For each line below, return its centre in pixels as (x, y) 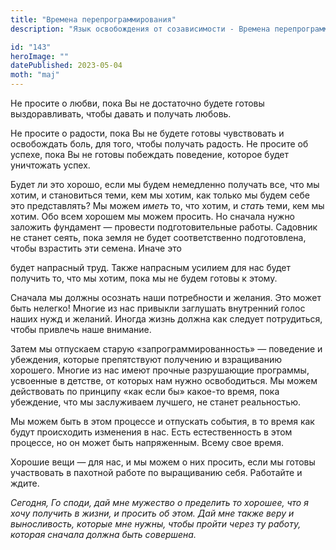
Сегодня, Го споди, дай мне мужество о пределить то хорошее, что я (159, 502)
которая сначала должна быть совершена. (103, 534)
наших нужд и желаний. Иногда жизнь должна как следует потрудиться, (166, 319)
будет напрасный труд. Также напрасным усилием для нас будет (151, 267)
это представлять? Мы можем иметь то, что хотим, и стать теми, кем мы (167, 205)
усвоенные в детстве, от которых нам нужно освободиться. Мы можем (164, 380)
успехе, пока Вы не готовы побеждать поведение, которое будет (149, 154)
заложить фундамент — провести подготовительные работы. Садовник (164, 227)
